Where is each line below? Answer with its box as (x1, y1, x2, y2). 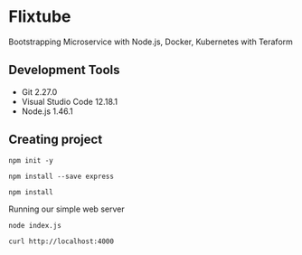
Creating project (8, 132, 103, 147)
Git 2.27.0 (21, 86, 58, 97)
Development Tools (8, 62, 120, 78)
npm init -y (8, 156, 53, 165)
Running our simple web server (8, 203, 125, 214)
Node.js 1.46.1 (21, 106, 73, 117)
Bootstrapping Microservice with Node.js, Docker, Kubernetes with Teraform (8, 36, 293, 47)
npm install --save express (8, 172, 115, 181)
